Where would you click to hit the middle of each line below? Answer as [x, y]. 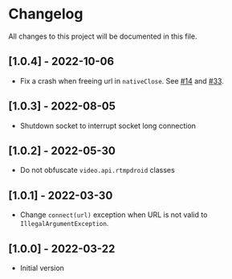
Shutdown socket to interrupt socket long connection [108, 125]
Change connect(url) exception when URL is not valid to [114, 215]
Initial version [42, 268]
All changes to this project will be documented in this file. [103, 36]
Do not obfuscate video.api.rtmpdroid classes [97, 170]
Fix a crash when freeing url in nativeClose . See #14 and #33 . [122, 80]
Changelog [46, 14]
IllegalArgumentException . [64, 224]
